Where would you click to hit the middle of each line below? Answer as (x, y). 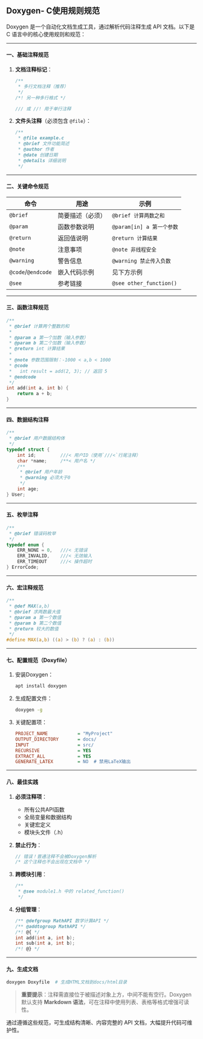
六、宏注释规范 (25, 587)
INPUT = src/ (54, 745)
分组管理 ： (28, 909)
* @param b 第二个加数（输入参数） (49, 343)
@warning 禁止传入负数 (141, 261)
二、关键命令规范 (27, 186)
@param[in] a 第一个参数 (145, 227)
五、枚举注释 (22, 515)
